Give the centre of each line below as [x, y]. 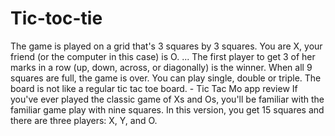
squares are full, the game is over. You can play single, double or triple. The [166, 78]
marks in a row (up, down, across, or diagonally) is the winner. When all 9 [161, 67]
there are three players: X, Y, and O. [84, 120]
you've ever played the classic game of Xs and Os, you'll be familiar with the [167, 99]
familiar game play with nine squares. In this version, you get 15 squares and [167, 109]
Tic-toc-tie [56, 18]
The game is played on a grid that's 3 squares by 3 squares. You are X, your [166, 46]
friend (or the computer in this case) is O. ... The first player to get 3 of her [163, 56]
